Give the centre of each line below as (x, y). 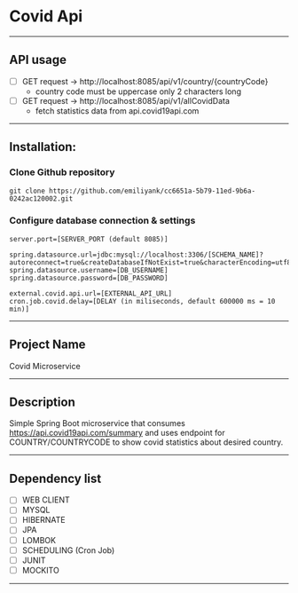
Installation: (43, 147)
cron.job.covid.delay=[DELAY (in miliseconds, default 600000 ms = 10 (142, 301)
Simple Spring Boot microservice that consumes (98, 423)
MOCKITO (40, 570)
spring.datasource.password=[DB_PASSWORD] (89, 278)
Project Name (47, 345)
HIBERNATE (43, 520)
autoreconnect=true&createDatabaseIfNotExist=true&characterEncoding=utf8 (150, 262)
